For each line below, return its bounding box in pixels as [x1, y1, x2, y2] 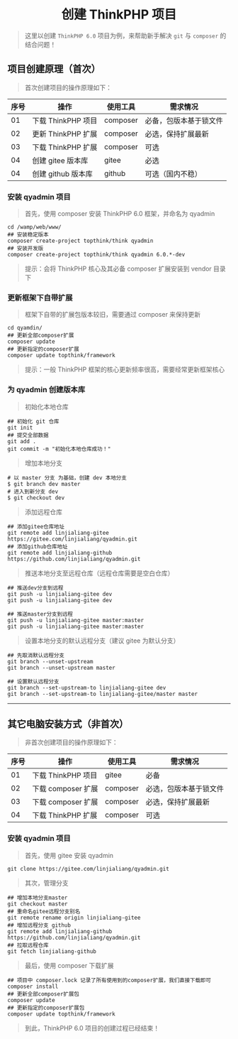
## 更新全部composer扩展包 [7, 990, 79, 998]
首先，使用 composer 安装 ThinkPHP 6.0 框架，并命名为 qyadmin [24, 210, 215, 218]
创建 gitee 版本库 [32, 156, 89, 165]
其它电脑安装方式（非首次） [7, 718, 129, 730]
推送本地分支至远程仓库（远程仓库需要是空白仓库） [24, 569, 174, 577]
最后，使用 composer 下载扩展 [24, 961, 115, 969]
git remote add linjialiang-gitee [7, 529, 110, 536]
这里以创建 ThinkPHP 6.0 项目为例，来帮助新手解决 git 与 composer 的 [24, 31, 227, 40]
